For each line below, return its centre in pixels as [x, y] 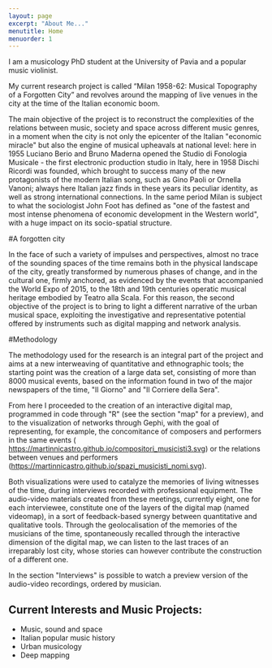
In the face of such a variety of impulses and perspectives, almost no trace [134, 255]
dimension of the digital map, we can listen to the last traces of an [119, 543]
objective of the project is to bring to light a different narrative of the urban [133, 307]
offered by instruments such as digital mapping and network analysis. [125, 324]
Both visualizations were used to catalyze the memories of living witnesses [134, 482]
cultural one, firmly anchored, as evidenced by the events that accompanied [136, 281]
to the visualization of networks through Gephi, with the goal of [114, 423]
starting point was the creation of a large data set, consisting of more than [132, 373]
